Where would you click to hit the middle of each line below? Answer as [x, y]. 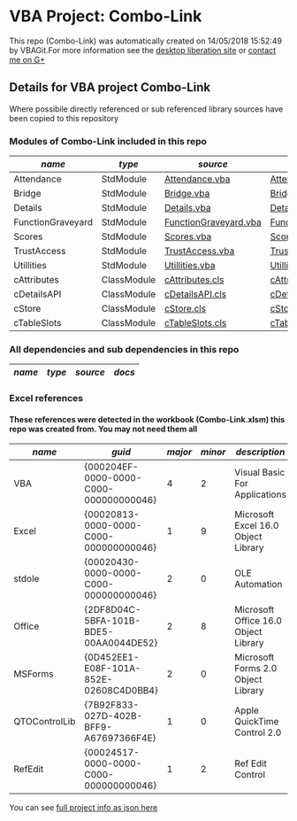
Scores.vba [188, 236]
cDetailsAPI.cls [195, 294]
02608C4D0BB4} [121, 691]
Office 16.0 [258, 621]
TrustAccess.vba [199, 252]
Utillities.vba [190, 266]
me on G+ [27, 59]
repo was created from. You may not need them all [103, 429]
